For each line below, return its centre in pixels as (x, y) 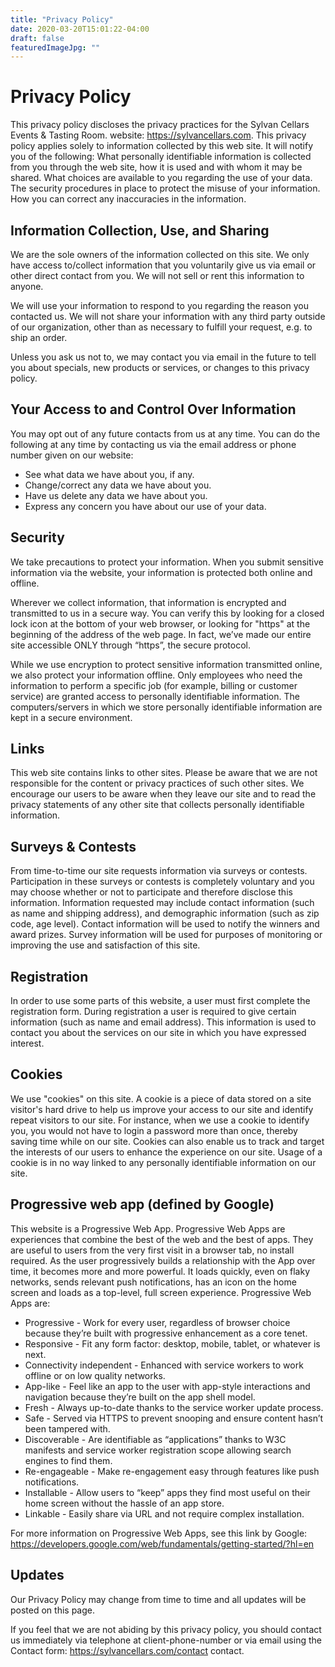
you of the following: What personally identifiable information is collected (161, 157)
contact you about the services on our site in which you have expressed (158, 1033)
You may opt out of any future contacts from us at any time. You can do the (165, 433)
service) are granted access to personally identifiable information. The (155, 696)
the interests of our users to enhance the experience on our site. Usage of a (166, 1152)
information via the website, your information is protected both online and (161, 572)
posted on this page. (53, 1610)
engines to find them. (68, 1460)
